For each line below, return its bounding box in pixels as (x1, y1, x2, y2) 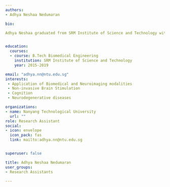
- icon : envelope (5, 128, 42, 133)
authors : (5, 7, 24, 13)
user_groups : (5, 165, 33, 170)
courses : (10, 49, 28, 54)
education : (5, 44, 28, 49)
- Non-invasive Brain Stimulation (7, 86, 80, 91)
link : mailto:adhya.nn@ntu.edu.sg (10, 137, 82, 143)
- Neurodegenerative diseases (7, 96, 71, 101)
